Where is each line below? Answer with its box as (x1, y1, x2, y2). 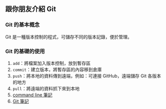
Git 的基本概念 (5, 21, 40, 28)
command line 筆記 (12, 92, 53, 98)
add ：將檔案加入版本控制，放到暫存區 (12, 60, 91, 66)
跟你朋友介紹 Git (5, 5, 57, 14)
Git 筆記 (12, 98, 29, 104)
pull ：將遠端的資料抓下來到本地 (12, 85, 80, 91)
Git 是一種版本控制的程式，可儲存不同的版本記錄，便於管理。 (5, 33, 133, 40)
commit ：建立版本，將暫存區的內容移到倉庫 (12, 66, 102, 72)
